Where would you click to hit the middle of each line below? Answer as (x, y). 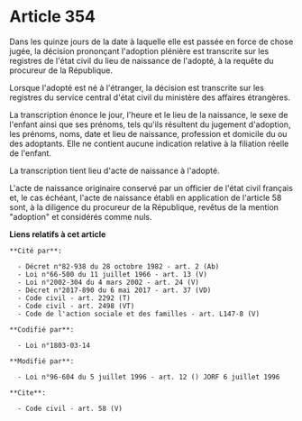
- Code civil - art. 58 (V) (70, 408)
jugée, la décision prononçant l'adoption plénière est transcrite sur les (139, 50)
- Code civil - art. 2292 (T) (74, 298)
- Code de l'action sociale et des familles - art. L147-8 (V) (138, 314)
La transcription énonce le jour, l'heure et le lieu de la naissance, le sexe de (149, 114)
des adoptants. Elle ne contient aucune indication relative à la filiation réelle (149, 143)
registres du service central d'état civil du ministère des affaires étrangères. (150, 97)
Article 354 (53, 17)
